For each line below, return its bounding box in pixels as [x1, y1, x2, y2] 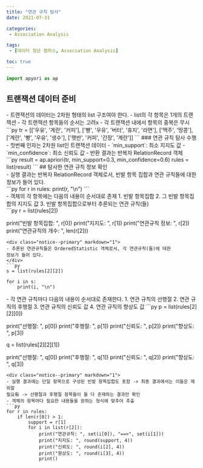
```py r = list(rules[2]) [6, 207, 59, 214]
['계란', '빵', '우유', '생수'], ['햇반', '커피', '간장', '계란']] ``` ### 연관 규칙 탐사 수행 [6, 134, 197, 141]
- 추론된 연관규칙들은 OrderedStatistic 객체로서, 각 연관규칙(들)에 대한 [6, 246, 171, 252]
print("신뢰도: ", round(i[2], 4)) [38, 444, 125, 450]
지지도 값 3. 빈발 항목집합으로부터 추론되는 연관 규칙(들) [17, 200, 150, 207]
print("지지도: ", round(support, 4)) [38, 437, 133, 444]
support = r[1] [28, 419, 67, 425]
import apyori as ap [6, 75, 59, 81]
